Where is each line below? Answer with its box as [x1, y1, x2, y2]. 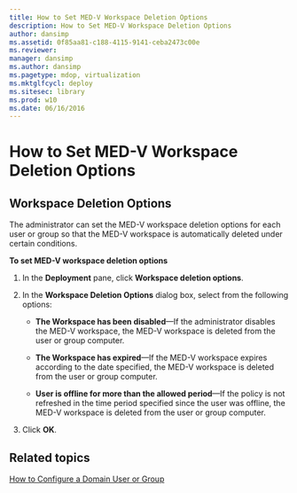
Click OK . [21, 425, 58, 435]
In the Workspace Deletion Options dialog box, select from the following [21, 290, 289, 301]
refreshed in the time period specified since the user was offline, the [35, 398, 285, 409]
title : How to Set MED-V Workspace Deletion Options [9, 12, 208, 22]
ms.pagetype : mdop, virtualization [9, 71, 141, 80]
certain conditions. [9, 239, 78, 249]
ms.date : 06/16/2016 [9, 104, 86, 113]
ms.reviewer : [9, 46, 58, 55]
